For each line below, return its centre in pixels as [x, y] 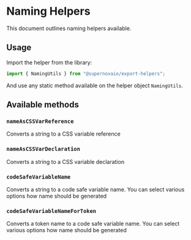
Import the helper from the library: [49, 62]
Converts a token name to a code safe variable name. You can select [93, 224]
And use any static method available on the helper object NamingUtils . [95, 85]
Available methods [43, 105]
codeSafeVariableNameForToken [51, 211]
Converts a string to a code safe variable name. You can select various [95, 189]
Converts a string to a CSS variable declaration [65, 161]
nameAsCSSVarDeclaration [43, 149]
